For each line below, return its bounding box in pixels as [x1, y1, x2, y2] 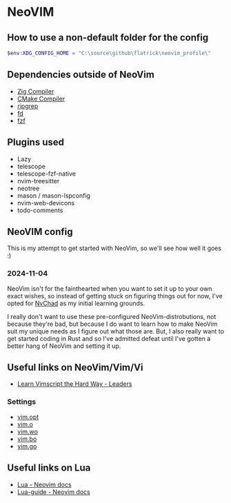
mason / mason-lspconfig [17, 191, 91, 200]
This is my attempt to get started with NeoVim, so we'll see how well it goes [7, 244, 222, 252]
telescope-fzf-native [17, 170, 76, 178]
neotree [17, 184, 40, 192]
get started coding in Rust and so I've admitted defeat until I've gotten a [7, 334, 211, 342]
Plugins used [7, 136, 64, 148]
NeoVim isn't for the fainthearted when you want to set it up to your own [7, 284, 212, 293]
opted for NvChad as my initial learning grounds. [7, 299, 145, 307]
